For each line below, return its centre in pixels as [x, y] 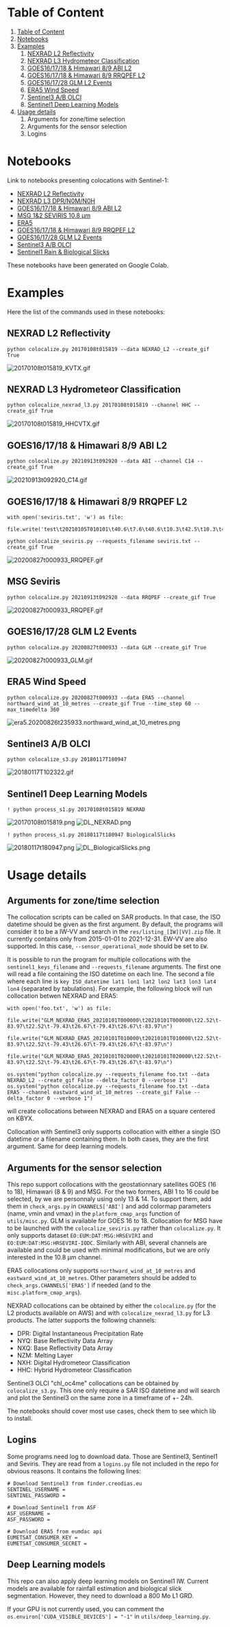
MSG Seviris [34, 582]
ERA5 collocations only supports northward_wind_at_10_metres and [101, 1270]
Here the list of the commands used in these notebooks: [86, 312]
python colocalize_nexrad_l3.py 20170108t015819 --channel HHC [99, 405]
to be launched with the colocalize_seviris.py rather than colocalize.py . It [114, 1228]
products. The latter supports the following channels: [82, 1320]
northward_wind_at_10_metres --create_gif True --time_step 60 [99, 703]
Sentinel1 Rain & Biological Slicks [63, 252]
